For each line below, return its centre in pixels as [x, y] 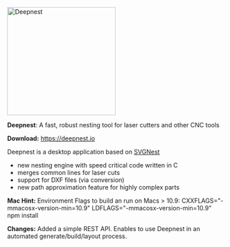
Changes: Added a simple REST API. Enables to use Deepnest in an [104, 229]
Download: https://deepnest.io [51, 138]
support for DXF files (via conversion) [71, 180]
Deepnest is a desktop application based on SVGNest [83, 152]
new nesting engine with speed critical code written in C [97, 165]
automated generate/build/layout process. [67, 236]
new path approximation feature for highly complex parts [98, 187]
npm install [23, 215]
